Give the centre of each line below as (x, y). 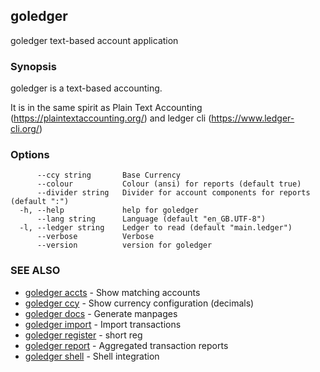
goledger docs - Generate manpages (101, 313)
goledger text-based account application (94, 40)
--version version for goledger (124, 245)
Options (30, 155)
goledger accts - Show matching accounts (112, 292)
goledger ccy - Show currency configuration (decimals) (139, 303)
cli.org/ (25, 129)
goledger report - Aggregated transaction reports (126, 345)
